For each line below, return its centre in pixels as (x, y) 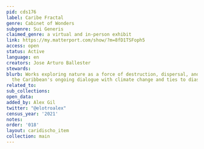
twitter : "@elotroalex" (36, 108)
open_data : (20, 97)
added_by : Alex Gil (31, 102)
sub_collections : (28, 91)
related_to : (21, 86)
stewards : (19, 68)
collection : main (28, 137)
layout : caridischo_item (38, 131)
